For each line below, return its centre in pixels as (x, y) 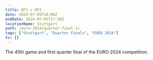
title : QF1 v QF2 (23, 10)
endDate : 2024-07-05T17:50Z (35, 19)
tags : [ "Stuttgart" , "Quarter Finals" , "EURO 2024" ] (62, 33)
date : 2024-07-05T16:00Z (31, 14)
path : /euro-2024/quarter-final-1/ (43, 28)
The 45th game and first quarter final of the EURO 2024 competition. (77, 52)
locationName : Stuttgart (31, 24)
